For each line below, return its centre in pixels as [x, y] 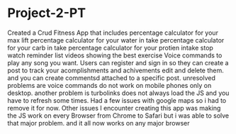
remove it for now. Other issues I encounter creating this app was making [114, 108]
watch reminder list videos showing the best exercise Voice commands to [115, 55]
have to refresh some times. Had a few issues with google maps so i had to [117, 100]
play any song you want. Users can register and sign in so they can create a [118, 62]
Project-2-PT [47, 13]
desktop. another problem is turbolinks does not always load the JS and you [118, 93]
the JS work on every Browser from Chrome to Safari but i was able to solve [118, 116]
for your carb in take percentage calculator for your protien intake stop [111, 48]
